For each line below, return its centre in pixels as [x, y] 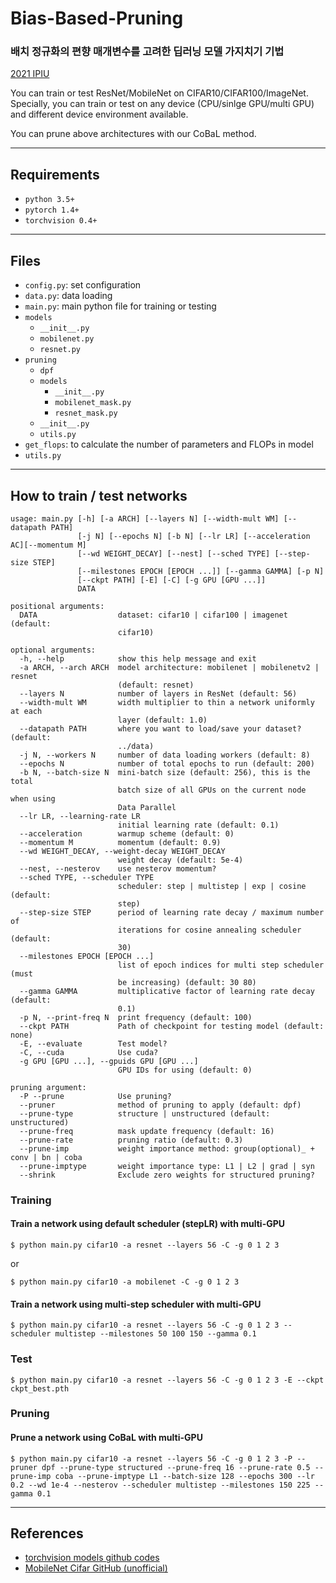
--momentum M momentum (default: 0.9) [120, 842]
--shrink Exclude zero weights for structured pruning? [167, 1175]
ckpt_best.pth [40, 1388]
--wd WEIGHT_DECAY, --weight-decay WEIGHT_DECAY [122, 851]
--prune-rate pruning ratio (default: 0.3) [131, 1140]
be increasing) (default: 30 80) [187, 982]
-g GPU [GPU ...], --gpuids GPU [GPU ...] [109, 1061]
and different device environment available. [99, 114]
